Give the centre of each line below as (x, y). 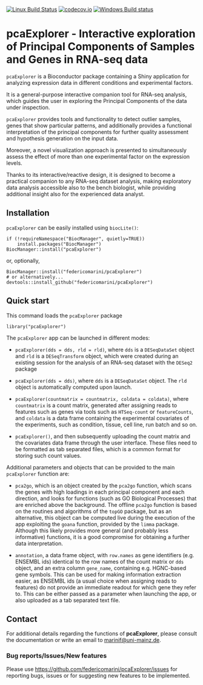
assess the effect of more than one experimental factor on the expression (98, 156)
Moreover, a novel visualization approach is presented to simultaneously (96, 150)
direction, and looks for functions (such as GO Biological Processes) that (106, 498)
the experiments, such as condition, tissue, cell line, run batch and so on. (106, 425)
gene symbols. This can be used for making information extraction (98, 574)
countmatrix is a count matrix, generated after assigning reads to (96, 405)
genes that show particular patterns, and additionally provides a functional (99, 125)
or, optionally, (23, 260)
